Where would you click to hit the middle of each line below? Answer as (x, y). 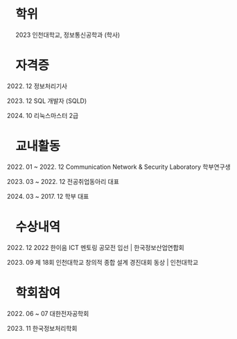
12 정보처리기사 (46, 86)
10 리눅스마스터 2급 (52, 115)
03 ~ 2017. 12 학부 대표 (57, 196)
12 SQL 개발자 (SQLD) (56, 101)
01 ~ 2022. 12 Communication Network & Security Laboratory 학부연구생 (128, 167)
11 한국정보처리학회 (51, 328)
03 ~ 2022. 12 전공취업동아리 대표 (72, 181)
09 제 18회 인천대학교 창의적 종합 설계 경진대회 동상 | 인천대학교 (112, 262)
